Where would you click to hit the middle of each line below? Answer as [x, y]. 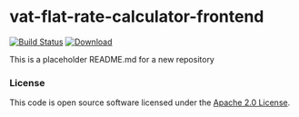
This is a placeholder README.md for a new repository [112, 59]
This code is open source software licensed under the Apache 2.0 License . [150, 102]
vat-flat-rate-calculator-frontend [137, 17]
